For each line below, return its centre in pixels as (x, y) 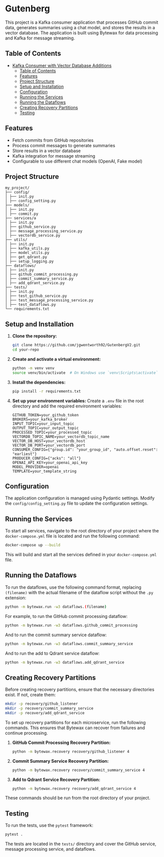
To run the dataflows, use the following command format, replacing (73, 587)
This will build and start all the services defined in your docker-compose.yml (81, 555)
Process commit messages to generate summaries (64, 145)
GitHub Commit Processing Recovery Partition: (61, 742)
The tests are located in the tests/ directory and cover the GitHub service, (81, 844)
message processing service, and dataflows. (50, 849)
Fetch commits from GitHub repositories (53, 140)
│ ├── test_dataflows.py (31, 305)
